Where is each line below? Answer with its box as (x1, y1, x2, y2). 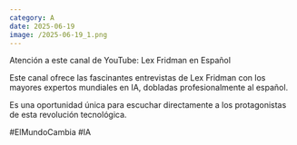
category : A (9, 13, 54, 23)
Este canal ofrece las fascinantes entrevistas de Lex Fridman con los (9, 72, 266, 83)
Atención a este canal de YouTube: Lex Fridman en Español (9, 55, 232, 66)
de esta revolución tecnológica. (9, 110, 127, 121)
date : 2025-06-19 (9, 22, 75, 31)
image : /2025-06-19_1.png (9, 30, 107, 39)
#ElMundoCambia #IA (9, 127, 92, 138)
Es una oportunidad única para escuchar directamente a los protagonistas (9, 100, 287, 111)
